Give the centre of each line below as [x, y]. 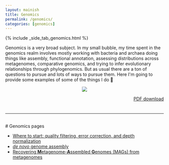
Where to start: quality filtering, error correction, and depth [73, 136]
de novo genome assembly [40, 146]
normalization [27, 141]
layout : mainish [22, 10]
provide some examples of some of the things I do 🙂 [59, 80]
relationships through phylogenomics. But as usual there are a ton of [76, 69]
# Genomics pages [25, 126]
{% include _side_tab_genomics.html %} [47, 38]
